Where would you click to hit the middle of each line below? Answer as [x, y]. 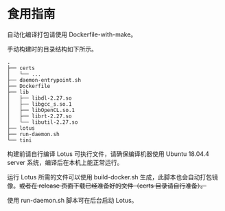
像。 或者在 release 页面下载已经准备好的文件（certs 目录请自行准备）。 [107, 186]
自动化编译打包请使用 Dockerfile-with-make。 [72, 34]
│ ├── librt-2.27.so [39, 116]
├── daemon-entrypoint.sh [44, 80]
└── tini [20, 140]
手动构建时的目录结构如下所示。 [52, 49]
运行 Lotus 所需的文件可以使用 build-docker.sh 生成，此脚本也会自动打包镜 [113, 177]
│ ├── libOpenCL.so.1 [41, 110]
